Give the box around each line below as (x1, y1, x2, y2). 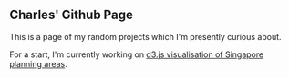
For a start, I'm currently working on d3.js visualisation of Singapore (9, 49, 264, 60)
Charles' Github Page (9, 7, 134, 23)
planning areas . (9, 58, 68, 69)
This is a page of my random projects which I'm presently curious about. (9, 31, 282, 42)
